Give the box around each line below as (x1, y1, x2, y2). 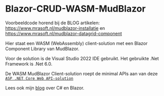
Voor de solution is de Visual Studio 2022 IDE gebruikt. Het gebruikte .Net (5, 55, 159, 61)
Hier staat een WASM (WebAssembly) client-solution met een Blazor (5, 40, 148, 46)
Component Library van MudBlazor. (5, 45, 79, 52)
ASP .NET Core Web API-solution (5, 76, 73, 81)
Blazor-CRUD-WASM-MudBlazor (5, 3, 146, 15)
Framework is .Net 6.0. (5, 61, 53, 67)
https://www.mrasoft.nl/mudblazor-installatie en (5, 25, 105, 31)
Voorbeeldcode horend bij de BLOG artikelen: (5, 20, 100, 26)
